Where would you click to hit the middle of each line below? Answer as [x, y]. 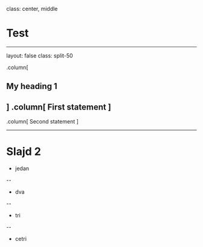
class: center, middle [32, 9]
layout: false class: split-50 [40, 55]
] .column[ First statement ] [59, 107]
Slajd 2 [24, 152]
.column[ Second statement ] [42, 122]
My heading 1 [32, 86]
